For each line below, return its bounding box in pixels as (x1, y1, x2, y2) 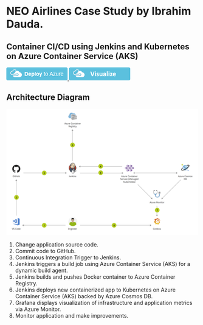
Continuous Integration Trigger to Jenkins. (15, 254, 122, 261)
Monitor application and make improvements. (15, 312, 129, 319)
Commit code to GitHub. (15, 247, 76, 254)
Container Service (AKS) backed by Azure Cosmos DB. (15, 292, 153, 299)
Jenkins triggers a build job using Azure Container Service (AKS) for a (15, 260, 190, 267)
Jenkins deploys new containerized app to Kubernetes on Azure (15, 286, 176, 293)
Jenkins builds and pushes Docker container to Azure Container (15, 273, 176, 281)
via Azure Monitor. (15, 306, 61, 313)
